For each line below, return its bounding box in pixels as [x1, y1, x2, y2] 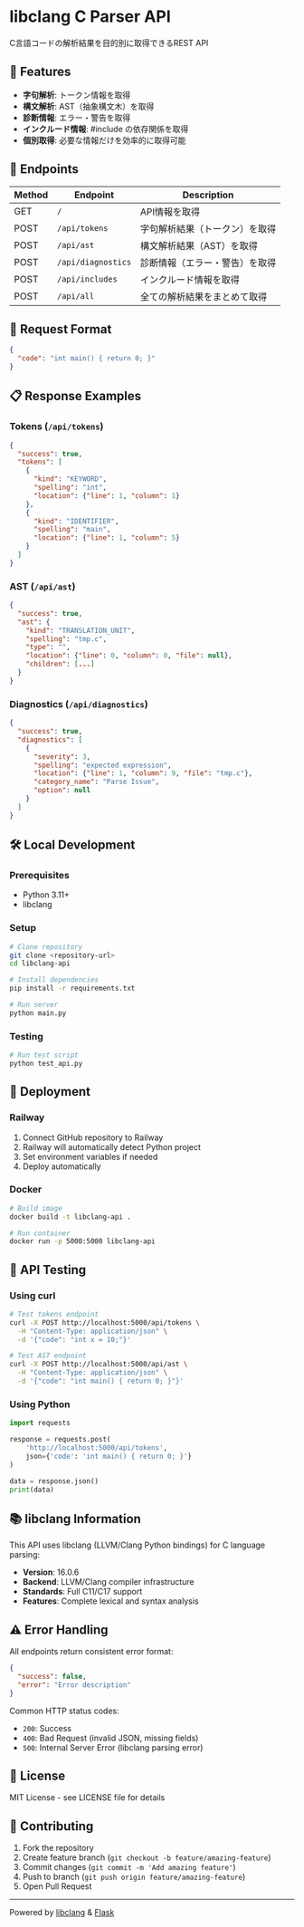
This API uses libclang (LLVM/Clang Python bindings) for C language [9, 1539, 265, 1550]
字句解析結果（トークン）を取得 [139, 222, 277, 235]
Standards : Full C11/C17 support [22, 1587, 143, 1597]
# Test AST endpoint [9, 1351, 88, 1360]
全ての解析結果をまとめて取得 [139, 290, 268, 302]
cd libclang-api [9, 959, 71, 968]
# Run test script [9, 1050, 79, 1060]
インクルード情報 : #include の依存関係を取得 [22, 123, 189, 134]
